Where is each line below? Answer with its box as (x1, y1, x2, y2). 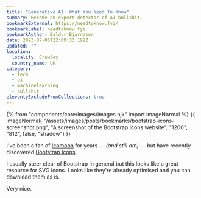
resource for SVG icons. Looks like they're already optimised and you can (6, 166, 191, 174)
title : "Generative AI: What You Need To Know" (6, 9, 130, 15)
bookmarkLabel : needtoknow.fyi (6, 26, 86, 32)
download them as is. (6, 173, 60, 180)
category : (6, 65, 32, 72)
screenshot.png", (6, 123, 50, 131)
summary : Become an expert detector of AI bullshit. (6, 15, 143, 21)
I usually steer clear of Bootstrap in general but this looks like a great (6, 160, 178, 168)
